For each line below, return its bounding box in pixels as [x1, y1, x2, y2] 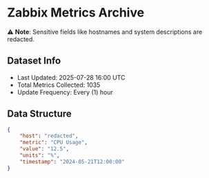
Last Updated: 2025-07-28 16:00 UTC [17, 73, 126, 81]
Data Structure [7, 108, 72, 120]
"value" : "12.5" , [19, 146, 70, 152]
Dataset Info [7, 55, 61, 67]
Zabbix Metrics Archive [7, 5, 145, 21]
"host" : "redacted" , [19, 132, 79, 139]
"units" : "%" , [19, 152, 60, 159]
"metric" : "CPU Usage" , [19, 139, 88, 146]
